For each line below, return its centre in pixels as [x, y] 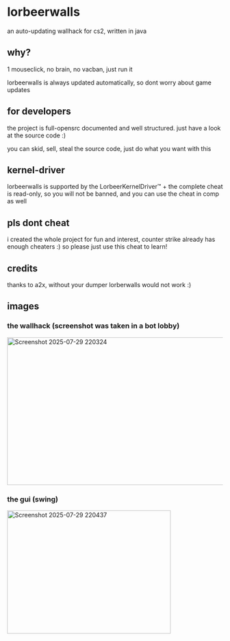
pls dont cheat [38, 223]
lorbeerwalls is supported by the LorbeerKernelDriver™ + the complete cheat [115, 187]
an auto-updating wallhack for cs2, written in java [77, 31]
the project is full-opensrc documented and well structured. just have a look [114, 128]
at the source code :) [37, 135]
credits [23, 268]
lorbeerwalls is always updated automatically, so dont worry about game [110, 82]
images [23, 306]
